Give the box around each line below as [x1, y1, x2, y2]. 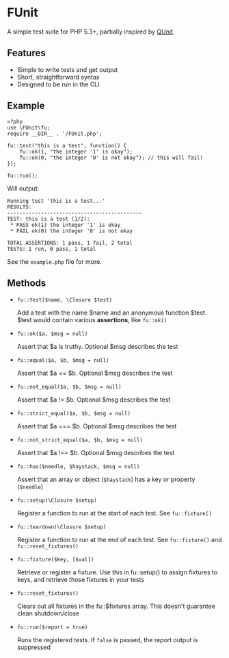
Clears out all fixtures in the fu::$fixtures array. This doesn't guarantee [16, 602, 215, 611]
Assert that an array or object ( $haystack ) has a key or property [16, 475, 196, 484]
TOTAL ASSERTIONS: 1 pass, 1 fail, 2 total [7, 239, 133, 246]
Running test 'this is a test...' [7, 197, 106, 204]
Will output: [7, 184, 40, 193]
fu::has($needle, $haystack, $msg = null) [16, 463, 140, 470]
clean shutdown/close [16, 609, 80, 618]
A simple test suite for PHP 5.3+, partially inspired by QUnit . [7, 27, 175, 36]
